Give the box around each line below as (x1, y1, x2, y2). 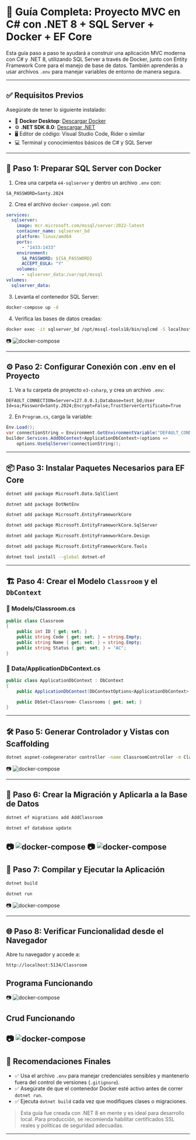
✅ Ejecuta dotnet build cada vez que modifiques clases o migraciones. (14, 1097, 187, 1104)
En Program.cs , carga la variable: (14, 413, 93, 420)
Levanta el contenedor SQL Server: (14, 293, 99, 300)
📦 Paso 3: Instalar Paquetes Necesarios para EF (6, 463, 185, 473)
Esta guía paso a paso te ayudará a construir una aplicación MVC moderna (6, 49, 185, 56)
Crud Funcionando (6, 1013, 75, 1023)
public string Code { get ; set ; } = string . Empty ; (16, 634, 142, 640)
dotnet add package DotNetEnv (6, 501, 80, 507)
